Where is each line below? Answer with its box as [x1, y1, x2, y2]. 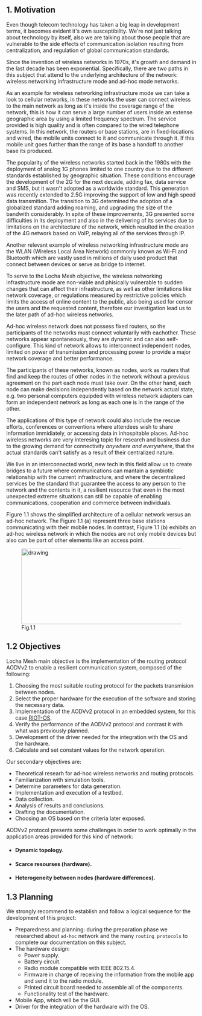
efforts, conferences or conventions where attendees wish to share [6, 423, 174, 430]
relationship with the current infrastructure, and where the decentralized [6, 473, 186, 480]
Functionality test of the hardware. [24, 990, 110, 997]
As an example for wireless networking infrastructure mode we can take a [6, 89, 190, 96]
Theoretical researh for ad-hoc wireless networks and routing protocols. [14, 769, 195, 777]
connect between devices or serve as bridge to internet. [6, 260, 146, 268]
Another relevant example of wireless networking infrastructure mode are [6, 241, 189, 249]
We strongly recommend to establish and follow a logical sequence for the [6, 908, 191, 915]
